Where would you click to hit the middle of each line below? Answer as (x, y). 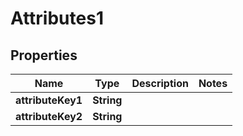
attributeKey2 (49, 116)
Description (160, 83)
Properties (44, 55)
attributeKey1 (49, 100)
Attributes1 (57, 18)
